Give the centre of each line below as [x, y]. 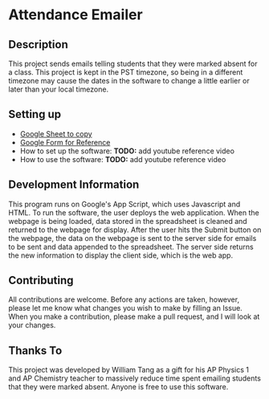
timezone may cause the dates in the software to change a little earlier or [129, 81]
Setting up [35, 114]
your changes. [32, 325]
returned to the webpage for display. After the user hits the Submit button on [135, 230]
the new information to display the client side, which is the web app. [121, 255]
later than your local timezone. [59, 89]
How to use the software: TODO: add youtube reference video [123, 159]
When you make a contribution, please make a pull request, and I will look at [134, 317]
